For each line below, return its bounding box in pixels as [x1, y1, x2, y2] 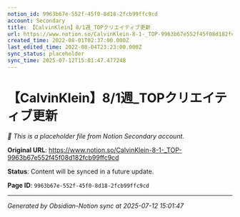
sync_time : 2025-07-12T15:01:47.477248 [7, 57, 126, 64]
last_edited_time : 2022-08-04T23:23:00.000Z [7, 44, 142, 51]
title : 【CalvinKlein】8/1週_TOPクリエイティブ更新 [7, 24, 151, 31]
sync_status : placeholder [7, 51, 84, 58]
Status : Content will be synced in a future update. [7, 167, 154, 176]
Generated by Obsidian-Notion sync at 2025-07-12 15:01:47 [7, 201, 184, 210]
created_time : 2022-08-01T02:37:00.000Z [7, 37, 130, 44]
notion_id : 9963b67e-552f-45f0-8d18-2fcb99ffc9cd [7, 10, 159, 18]
